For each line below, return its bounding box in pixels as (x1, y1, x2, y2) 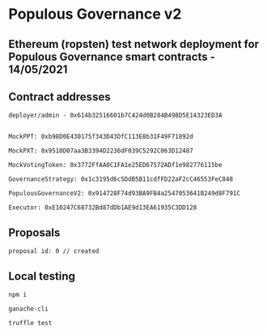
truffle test (8, 319, 53, 328)
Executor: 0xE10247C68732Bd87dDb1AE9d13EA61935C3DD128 (8, 203, 197, 212)
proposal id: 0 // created (8, 247, 100, 255)
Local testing (8, 269, 75, 283)
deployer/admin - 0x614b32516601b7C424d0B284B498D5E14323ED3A (8, 111, 222, 120)
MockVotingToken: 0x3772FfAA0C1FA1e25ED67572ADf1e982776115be (8, 161, 222, 169)
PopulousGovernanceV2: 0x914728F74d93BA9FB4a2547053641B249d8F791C (8, 190, 241, 198)
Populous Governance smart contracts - (8, 49, 216, 63)
